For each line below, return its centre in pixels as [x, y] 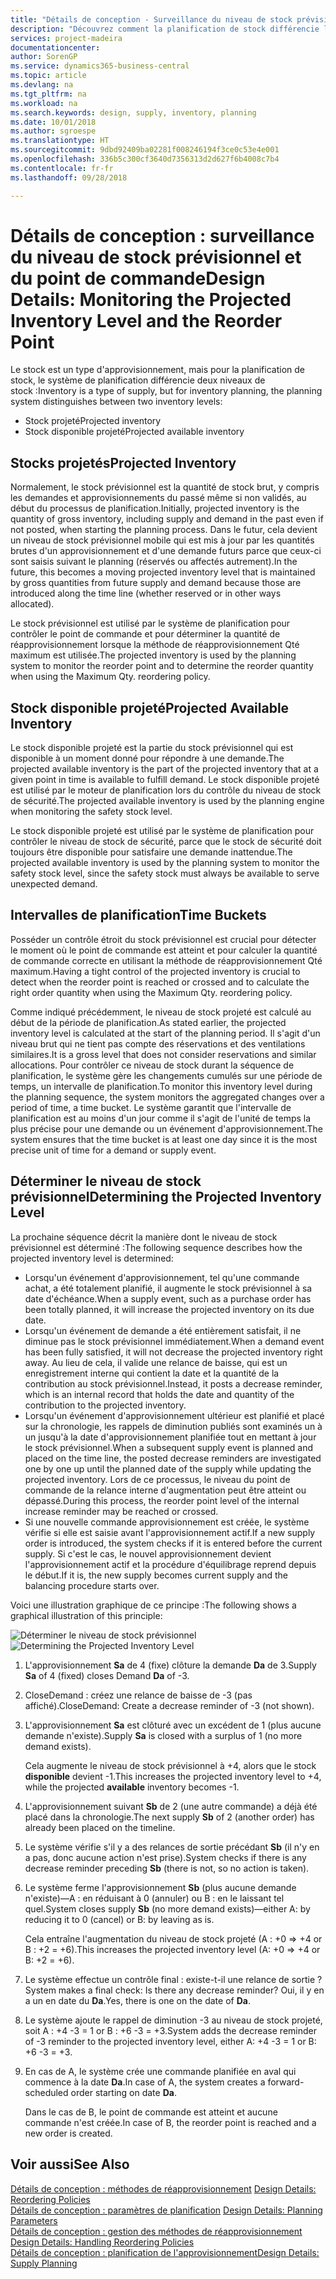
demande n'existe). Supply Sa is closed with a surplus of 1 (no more [163, 1735]
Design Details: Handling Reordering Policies [102, 2242]
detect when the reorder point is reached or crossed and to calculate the [160, 982]
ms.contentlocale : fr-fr [62, 168]
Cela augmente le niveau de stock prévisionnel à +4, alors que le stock [170, 1765]
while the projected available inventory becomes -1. [132, 1787]
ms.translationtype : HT [60, 141]
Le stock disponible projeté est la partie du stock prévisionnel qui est [152, 748]
